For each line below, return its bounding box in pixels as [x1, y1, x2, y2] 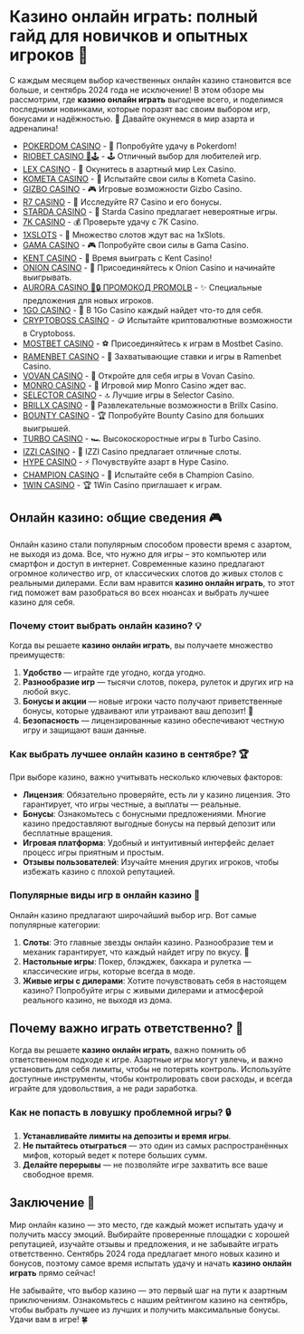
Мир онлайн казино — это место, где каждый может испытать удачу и [9, 1219, 283, 1230]
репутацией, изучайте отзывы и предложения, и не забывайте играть [9, 1238, 279, 1249]
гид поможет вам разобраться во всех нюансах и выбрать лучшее [9, 587, 270, 598]
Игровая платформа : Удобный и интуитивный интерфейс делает [22, 838, 275, 849]
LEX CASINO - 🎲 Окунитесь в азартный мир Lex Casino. [22, 163, 237, 174]
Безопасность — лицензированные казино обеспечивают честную [22, 715, 285, 726]
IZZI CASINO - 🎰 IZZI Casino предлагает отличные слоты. [22, 446, 242, 456]
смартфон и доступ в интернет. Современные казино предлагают [9, 558, 265, 569]
